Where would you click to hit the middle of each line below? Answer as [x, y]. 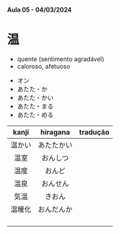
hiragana [55, 132]
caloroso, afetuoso [44, 66]
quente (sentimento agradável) [61, 59]
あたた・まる [35, 106]
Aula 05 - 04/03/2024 [39, 10]
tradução [94, 132]
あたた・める [35, 115]
